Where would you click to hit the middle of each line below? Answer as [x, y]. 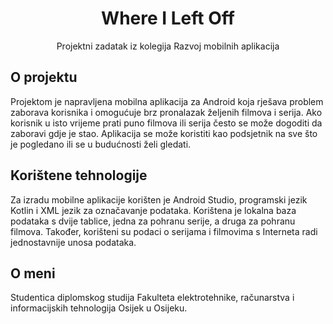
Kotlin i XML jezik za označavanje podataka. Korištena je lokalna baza [153, 210]
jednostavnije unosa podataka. [73, 242]
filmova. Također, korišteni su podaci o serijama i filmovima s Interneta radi [164, 231]
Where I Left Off [168, 18]
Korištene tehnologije [79, 175]
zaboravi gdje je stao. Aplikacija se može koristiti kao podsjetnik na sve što [164, 133]
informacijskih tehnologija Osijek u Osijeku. [99, 308]
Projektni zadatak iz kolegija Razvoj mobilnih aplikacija [168, 46]
